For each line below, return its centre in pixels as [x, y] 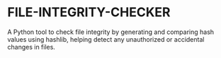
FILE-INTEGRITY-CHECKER [89, 12]
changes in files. [31, 47]
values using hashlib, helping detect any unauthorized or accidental [106, 39]
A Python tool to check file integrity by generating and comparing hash [111, 32]
